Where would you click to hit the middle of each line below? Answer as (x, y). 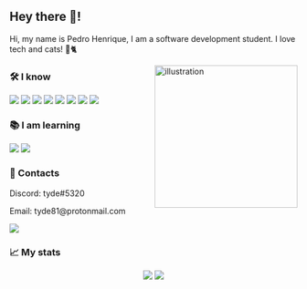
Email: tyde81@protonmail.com (68, 211)
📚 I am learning (45, 126)
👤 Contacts (35, 173)
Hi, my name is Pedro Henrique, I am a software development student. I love (153, 38)
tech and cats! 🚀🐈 (43, 49)
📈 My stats (35, 252)
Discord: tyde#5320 (47, 193)
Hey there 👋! (46, 17)
